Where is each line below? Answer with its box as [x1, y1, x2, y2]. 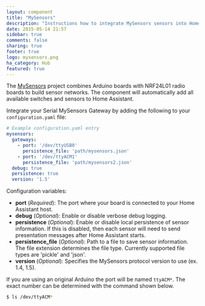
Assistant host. [15, 205, 53, 213]
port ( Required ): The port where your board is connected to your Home [15, 199, 195, 207]
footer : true [6, 49, 40, 55]
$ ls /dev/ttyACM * [6, 294, 53, 301]
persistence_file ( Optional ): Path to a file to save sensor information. [15, 238, 189, 246]
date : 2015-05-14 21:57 [6, 26, 67, 32]
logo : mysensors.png [6, 54, 59, 60]
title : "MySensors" [6, 15, 56, 21]
